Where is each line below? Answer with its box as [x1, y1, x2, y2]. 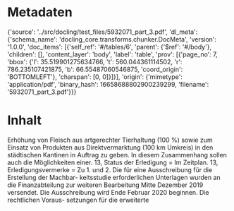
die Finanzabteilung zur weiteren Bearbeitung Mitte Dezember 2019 [7, 181, 204, 189]
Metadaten [7, 4, 73, 20]
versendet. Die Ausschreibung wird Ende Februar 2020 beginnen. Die [7, 188, 209, 196]
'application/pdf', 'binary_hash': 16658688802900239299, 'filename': [7, 80, 209, 88]
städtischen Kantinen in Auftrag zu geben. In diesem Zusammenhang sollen [7, 150, 228, 159]
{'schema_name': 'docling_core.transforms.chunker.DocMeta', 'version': [7, 35, 217, 43]
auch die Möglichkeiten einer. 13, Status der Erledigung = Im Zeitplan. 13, [7, 158, 218, 167]
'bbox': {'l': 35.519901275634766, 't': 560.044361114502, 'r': [7, 57, 183, 66]
